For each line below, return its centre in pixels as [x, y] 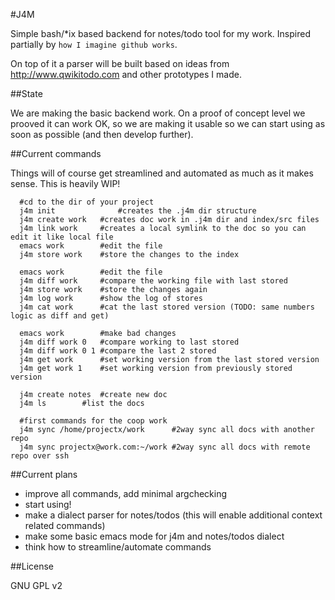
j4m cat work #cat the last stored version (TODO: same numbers [167, 307]
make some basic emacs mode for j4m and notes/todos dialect [154, 536]
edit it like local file [62, 237]
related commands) [65, 525]
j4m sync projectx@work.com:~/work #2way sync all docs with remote [165, 447]
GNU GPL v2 [36, 585]
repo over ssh [40, 456]
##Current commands [56, 153]
